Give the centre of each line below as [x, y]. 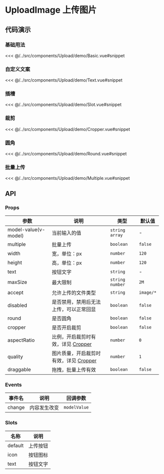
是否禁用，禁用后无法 [76, 302]
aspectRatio [21, 340]
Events [13, 385]
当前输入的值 [67, 233]
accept [15, 293]
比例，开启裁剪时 [72, 337]
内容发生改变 [44, 408]
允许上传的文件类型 [74, 293]
